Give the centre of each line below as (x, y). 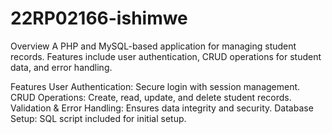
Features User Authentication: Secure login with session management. (155, 86)
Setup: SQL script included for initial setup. (98, 118)
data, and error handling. (61, 67)
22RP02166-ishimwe (99, 18)
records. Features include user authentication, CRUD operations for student (166, 56)
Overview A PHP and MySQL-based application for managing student (153, 46)
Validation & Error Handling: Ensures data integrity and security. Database (162, 108)
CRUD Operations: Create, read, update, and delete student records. (151, 97)
